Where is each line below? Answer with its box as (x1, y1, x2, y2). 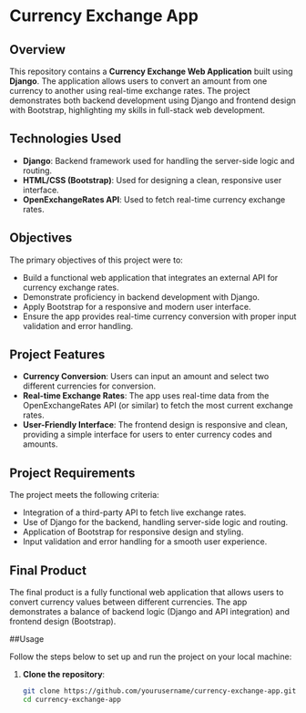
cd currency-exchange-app (22, 695, 121, 704)
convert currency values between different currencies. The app (9, 596, 248, 607)
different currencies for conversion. (22, 380, 157, 392)
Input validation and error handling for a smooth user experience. (22, 536, 268, 547)
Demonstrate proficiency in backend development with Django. (22, 291, 260, 302)
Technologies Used (9, 131, 121, 147)
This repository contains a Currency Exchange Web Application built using (9, 66, 293, 77)
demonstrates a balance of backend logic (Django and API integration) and (9, 606, 290, 617)
